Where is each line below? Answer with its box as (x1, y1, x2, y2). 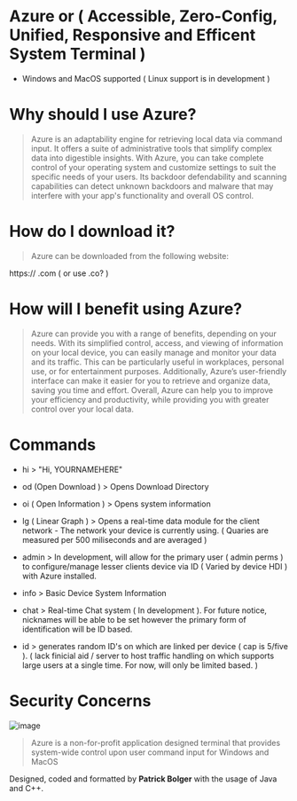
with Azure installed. (21, 570, 98, 581)
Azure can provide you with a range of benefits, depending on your (30, 328, 277, 339)
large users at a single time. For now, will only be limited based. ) (21, 659, 259, 671)
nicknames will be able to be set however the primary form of (21, 614, 246, 624)
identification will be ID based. (21, 624, 133, 634)
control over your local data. (30, 404, 135, 414)
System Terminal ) (9, 44, 146, 64)
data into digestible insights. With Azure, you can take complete (30, 153, 264, 163)
